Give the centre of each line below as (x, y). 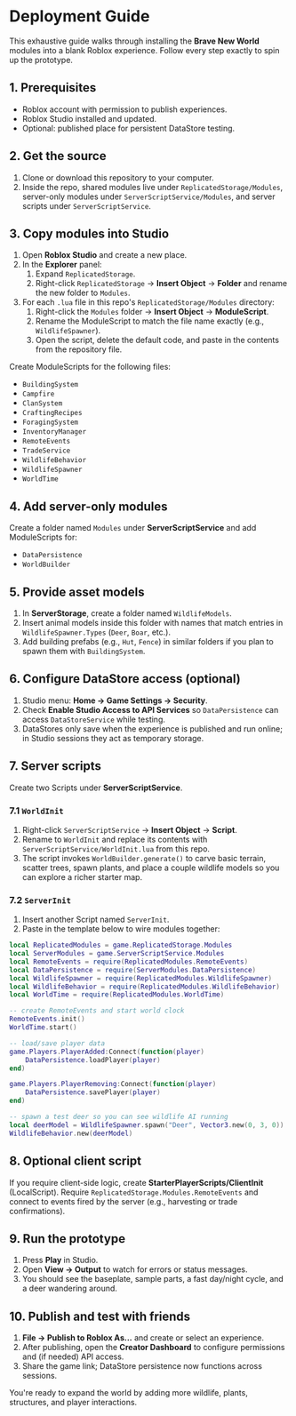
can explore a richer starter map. (82, 876)
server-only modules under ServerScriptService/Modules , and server (148, 196)
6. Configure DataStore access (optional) (125, 679)
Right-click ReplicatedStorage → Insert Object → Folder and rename (161, 284)
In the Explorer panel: (62, 265)
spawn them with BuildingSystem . (84, 651)
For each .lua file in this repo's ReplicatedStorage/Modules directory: (148, 302)
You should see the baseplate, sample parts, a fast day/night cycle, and (153, 1279)
